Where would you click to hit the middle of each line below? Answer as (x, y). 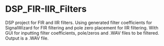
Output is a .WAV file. (27, 38)
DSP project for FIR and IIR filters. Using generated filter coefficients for (79, 23)
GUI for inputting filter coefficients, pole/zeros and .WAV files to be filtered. (82, 33)
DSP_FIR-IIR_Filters (46, 9)
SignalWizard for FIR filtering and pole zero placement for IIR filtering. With (82, 27)
